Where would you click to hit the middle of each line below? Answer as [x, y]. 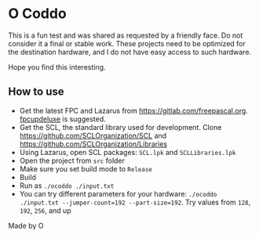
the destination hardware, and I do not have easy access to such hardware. [130, 52]
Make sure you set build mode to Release [86, 168]
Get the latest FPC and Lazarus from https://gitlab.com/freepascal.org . [134, 110]
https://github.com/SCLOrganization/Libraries [93, 144]
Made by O [26, 225]
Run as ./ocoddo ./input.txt [67, 186]
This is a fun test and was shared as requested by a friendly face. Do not [126, 35]
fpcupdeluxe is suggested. [62, 119]
